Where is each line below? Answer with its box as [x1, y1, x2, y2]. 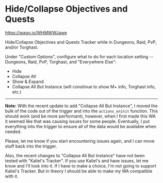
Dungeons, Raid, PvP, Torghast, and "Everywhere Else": [5, 59, 116, 65]
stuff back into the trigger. [5, 143, 57, 149]
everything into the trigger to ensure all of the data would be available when [5, 123, 157, 129]
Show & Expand [12, 79, 44, 84]
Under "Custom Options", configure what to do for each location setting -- [5, 53, 154, 59]
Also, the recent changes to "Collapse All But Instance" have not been [5, 152, 145, 158]
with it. [5, 173, 18, 179]
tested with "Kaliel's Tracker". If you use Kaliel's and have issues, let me [5, 158, 149, 164]
